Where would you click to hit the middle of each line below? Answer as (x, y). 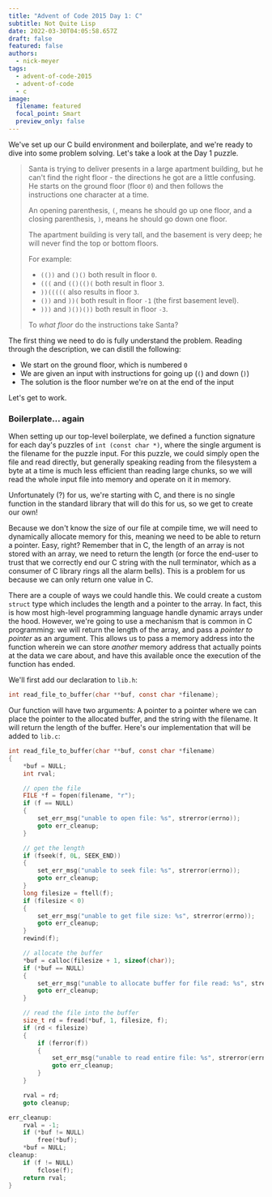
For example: (50, 259)
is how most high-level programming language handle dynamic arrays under (136, 613)
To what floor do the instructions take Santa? (103, 324)
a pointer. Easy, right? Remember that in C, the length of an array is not (127, 545)
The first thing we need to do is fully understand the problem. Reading (125, 340)
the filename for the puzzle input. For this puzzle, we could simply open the (134, 454)
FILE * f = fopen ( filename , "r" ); (79, 796)
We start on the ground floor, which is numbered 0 (104, 365)
